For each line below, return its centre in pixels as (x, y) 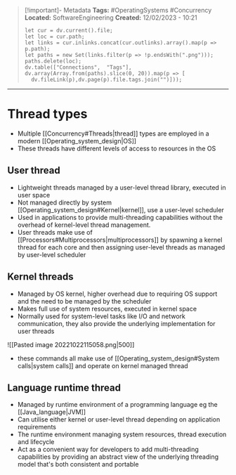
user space (34, 195)
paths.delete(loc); (53, 61)
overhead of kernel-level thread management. (84, 225)
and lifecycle (36, 442)
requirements (37, 427)
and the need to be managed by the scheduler (85, 301)
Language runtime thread (64, 388)
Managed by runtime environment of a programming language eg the (117, 405)
